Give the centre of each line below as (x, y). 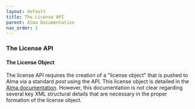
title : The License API (35, 17)
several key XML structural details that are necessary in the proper (87, 94)
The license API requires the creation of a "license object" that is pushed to (97, 75)
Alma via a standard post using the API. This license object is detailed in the (97, 81)
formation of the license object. (44, 100)
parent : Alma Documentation (41, 22)
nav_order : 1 (22, 28)
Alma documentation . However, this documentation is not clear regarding (95, 88)
